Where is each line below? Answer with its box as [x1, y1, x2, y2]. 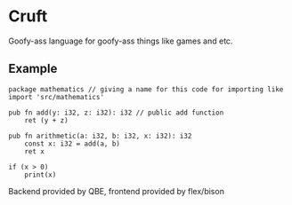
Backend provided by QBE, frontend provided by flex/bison [8, 185, 224, 196]
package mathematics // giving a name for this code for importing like [8, 84, 284, 94]
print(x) [24, 170, 57, 179]
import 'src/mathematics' [8, 92, 104, 101]
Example [8, 61, 58, 76]
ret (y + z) [24, 115, 69, 125]
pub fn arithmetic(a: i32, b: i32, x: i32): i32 [8, 131, 192, 140]
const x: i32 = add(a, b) [24, 139, 121, 148]
